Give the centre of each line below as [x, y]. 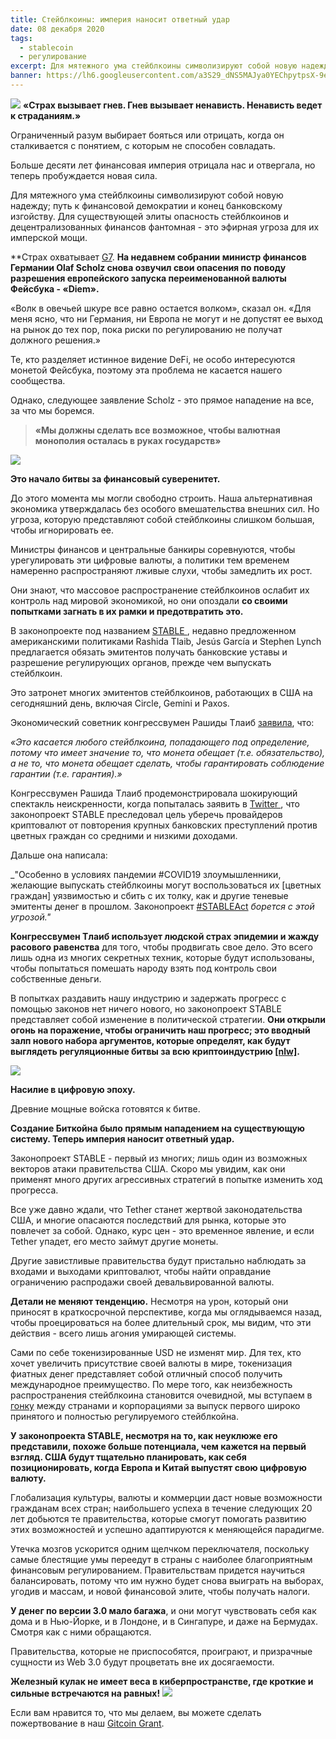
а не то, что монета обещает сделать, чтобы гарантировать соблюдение [167, 763]
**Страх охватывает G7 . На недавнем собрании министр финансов [158, 257]
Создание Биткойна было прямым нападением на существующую [158, 1128]
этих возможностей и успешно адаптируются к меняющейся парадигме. [167, 1529]
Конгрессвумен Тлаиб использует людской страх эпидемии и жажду [165, 936]
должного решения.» [55, 340]
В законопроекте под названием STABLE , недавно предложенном [153, 630]
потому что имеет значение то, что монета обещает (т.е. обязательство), [168, 752]
